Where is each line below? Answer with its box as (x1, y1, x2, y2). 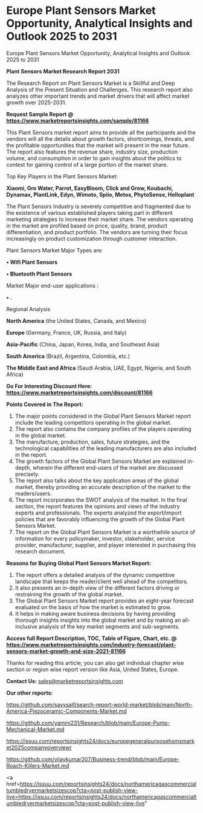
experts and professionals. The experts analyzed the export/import (14, 509, 182, 516)
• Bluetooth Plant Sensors (6, 270, 72, 277)
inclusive (14, 622, 37, 630)
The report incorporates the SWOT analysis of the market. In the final (14, 496, 187, 504)
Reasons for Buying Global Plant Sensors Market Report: (6, 559, 151, 567)
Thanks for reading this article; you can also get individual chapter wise (6, 659, 184, 666)
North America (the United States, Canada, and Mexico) (6, 317, 147, 325)
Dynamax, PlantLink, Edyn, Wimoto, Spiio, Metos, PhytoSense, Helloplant (6, 191, 195, 198)
